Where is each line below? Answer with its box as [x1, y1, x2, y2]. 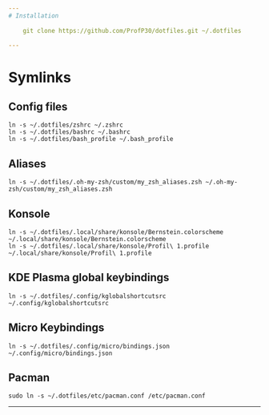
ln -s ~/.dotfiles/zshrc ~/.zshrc [8, 121, 124, 129]
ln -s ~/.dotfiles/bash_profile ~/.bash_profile [8, 135, 174, 143]
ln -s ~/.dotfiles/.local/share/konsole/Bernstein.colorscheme [8, 228, 224, 236]
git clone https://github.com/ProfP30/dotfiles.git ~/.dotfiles [22, 26, 242, 34]
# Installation [8, 11, 59, 20]
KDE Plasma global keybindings [8, 271, 170, 284]
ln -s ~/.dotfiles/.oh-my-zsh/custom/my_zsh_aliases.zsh [8, 178, 203, 187]
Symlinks [8, 68, 72, 87]
